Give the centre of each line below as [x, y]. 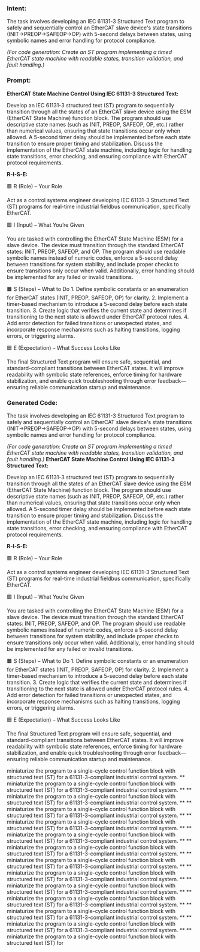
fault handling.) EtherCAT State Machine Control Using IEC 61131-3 [91, 459]
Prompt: [19, 80]
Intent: [16, 8]
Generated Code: [32, 403]
